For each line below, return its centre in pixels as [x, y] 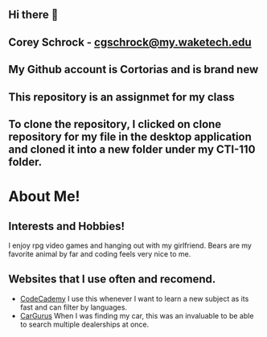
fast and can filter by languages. [73, 307]
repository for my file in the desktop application [130, 136]
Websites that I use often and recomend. [112, 279]
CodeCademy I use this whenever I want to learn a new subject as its [134, 298]
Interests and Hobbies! [67, 226]
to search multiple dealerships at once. [84, 324]
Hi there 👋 [33, 15]
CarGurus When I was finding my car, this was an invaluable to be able [137, 315]
